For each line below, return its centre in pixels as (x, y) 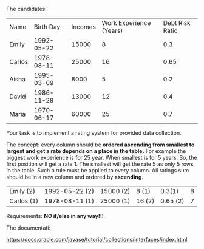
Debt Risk (177, 23)
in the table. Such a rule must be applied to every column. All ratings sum (98, 170)
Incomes (83, 27)
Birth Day (47, 27)
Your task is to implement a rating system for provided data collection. (94, 133)
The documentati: (28, 228)
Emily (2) (22, 191)
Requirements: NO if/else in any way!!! (55, 216)
